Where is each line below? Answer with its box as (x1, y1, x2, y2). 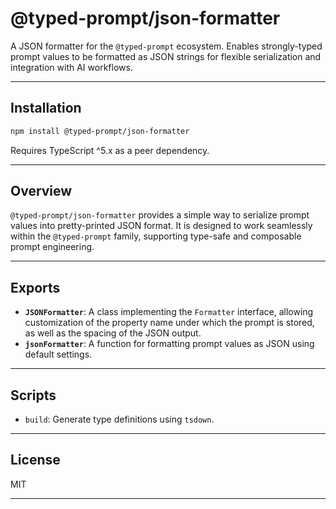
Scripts (10, 387, 57, 404)
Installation (10, 100, 82, 117)
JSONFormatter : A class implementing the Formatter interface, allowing (24, 306, 314, 318)
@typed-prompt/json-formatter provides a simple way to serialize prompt (10, 209, 310, 221)
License (10, 452, 61, 469)
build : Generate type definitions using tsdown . (24, 413, 215, 426)
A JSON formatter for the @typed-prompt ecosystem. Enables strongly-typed (10, 40, 323, 52)
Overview (10, 183, 73, 200)
